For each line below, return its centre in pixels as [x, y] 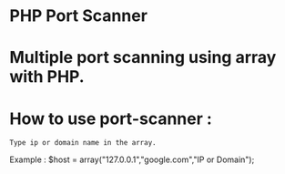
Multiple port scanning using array [143, 58]
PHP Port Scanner [79, 16]
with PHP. [47, 77]
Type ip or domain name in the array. [83, 143]
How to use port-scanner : [111, 118]
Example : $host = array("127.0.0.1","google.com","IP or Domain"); [132, 159]
